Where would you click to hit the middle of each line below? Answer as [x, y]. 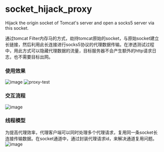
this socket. [17, 28]
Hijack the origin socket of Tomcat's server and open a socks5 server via [80, 23]
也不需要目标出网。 [33, 57]
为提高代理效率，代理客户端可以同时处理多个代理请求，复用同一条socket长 [81, 132]
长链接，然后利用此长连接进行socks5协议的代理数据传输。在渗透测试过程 [80, 44]
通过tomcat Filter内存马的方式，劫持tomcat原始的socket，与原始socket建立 [82, 38]
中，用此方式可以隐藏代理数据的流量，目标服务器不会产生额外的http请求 [79, 51]
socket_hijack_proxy [49, 9]
